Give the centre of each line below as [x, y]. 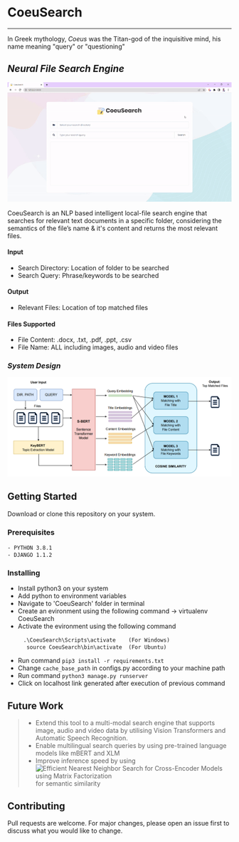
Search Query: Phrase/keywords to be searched [88, 275]
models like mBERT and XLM [78, 754]
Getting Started [42, 497]
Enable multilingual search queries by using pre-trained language [131, 746]
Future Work [36, 705]
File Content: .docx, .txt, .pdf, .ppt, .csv [75, 340]
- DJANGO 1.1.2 [30, 555]
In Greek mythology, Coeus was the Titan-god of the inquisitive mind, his [114, 38]
